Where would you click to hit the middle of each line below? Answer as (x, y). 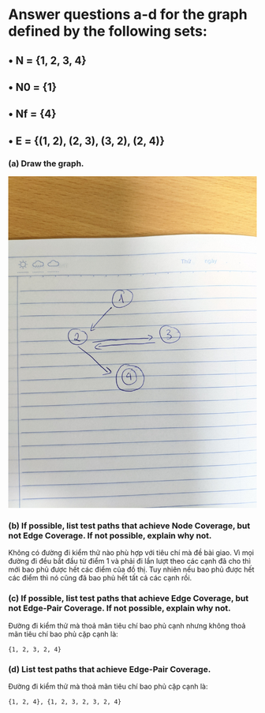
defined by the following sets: (108, 31)
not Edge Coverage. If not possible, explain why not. (110, 535)
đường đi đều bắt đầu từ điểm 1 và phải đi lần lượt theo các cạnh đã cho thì (129, 561)
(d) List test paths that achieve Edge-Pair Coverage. (110, 669)
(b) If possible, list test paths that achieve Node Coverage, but (129, 525)
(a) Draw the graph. (46, 163)
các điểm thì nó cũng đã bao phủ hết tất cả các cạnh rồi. (100, 578)
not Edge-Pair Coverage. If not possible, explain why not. (119, 608)
